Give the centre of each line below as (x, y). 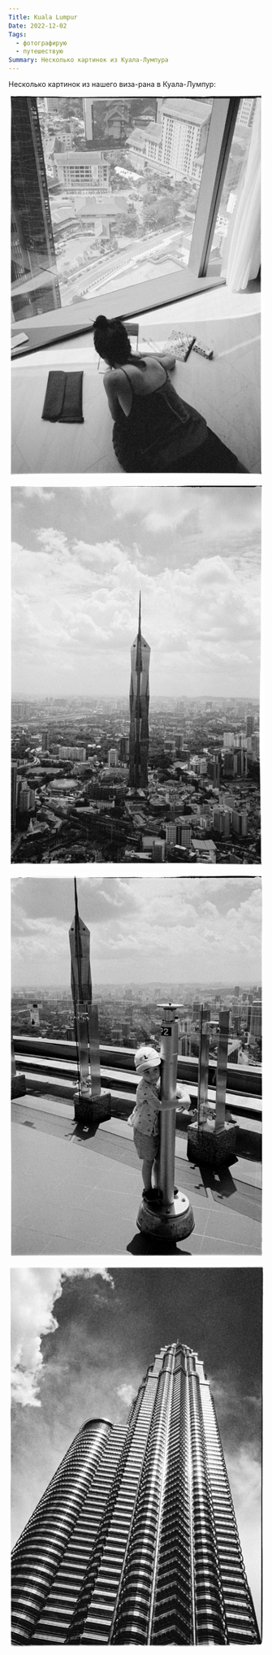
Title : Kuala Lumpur (43, 17)
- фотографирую (41, 43)
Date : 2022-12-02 (38, 26)
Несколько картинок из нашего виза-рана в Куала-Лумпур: (112, 84)
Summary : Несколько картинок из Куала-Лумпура (89, 60)
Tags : (17, 34)
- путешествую (39, 52)
